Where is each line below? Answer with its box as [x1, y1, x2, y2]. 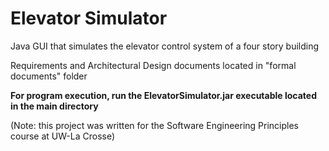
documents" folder [10, 70, 88, 82]
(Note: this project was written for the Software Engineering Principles [10, 119, 299, 131]
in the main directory [10, 100, 99, 112]
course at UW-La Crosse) [10, 130, 116, 142]
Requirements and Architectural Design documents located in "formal [10, 59, 297, 71]
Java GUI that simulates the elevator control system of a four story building [10, 40, 320, 52]
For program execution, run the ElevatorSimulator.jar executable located [10, 89, 317, 101]
